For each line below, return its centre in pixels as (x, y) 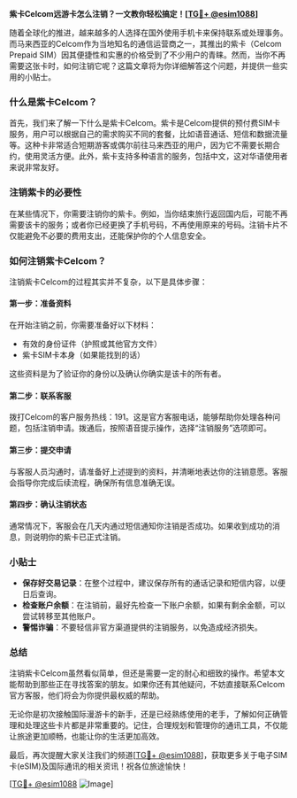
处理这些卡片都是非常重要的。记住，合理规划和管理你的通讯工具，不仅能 (156, 725)
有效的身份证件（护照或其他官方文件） (91, 344)
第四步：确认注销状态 (48, 505)
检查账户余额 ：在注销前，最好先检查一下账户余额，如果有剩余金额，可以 (153, 605)
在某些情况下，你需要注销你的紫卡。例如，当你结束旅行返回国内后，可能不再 (148, 213)
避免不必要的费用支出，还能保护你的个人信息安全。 (117, 236)
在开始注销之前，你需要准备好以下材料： (83, 325)
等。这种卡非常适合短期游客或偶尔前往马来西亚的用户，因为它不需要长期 (141, 145)
